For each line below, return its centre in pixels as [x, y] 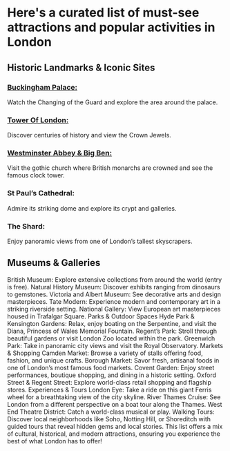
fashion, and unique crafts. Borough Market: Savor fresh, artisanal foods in [113, 360]
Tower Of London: [38, 120]
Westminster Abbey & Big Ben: [60, 153]
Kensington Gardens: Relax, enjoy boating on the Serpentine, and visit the [112, 323]
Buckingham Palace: [42, 87]
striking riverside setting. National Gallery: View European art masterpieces [114, 309]
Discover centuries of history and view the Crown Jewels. [89, 135]
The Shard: [26, 226]
